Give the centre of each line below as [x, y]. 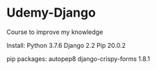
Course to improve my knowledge [55, 32]
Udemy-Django [51, 13]
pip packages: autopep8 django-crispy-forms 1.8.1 [78, 59]
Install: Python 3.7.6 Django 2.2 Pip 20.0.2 [66, 45]
